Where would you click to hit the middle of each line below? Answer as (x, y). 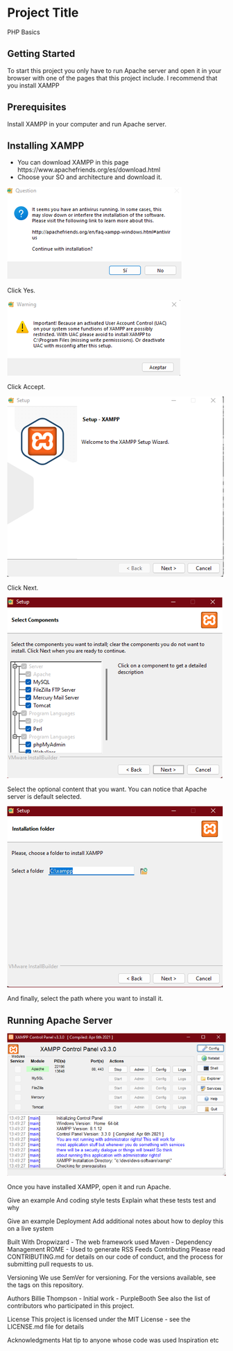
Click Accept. (26, 387)
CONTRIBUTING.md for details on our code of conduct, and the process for (115, 1257)
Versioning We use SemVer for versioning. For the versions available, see (112, 1277)
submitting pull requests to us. (50, 1264)
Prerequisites (37, 107)
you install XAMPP (34, 85)
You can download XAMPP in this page (73, 163)
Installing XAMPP (46, 146)
